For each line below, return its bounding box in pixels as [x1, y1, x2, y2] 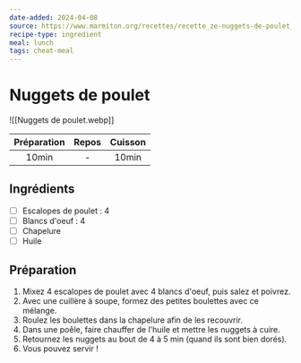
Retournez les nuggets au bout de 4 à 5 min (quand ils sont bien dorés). [21, 333, 288, 344]
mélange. [21, 305, 57, 315]
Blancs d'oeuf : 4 [21, 215, 86, 226]
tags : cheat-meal [9, 47, 74, 56]
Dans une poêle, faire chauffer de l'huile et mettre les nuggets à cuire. [21, 324, 280, 334]
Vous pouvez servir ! [21, 342, 99, 354]
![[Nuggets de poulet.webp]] [9, 115, 115, 125]
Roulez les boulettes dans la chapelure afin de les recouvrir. [21, 315, 244, 325]
